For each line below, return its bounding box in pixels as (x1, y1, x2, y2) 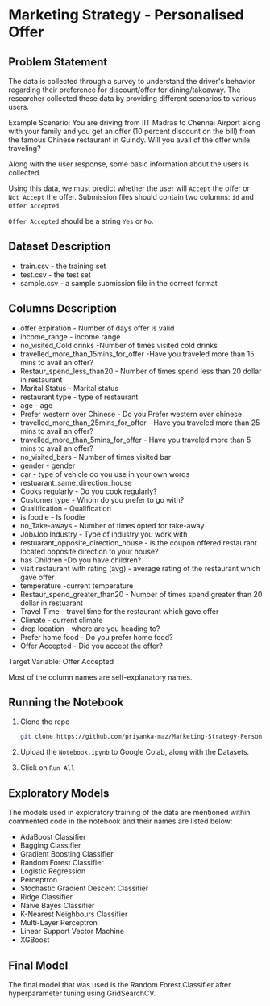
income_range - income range (19, 331, 121, 341)
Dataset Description (8, 240, 111, 254)
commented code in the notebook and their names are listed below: (8, 816, 233, 826)
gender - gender (19, 461, 76, 470)
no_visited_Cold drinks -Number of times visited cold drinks (19, 340, 218, 350)
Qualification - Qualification (19, 503, 111, 513)
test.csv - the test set (19, 269, 91, 280)
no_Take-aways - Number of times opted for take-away (19, 520, 205, 530)
